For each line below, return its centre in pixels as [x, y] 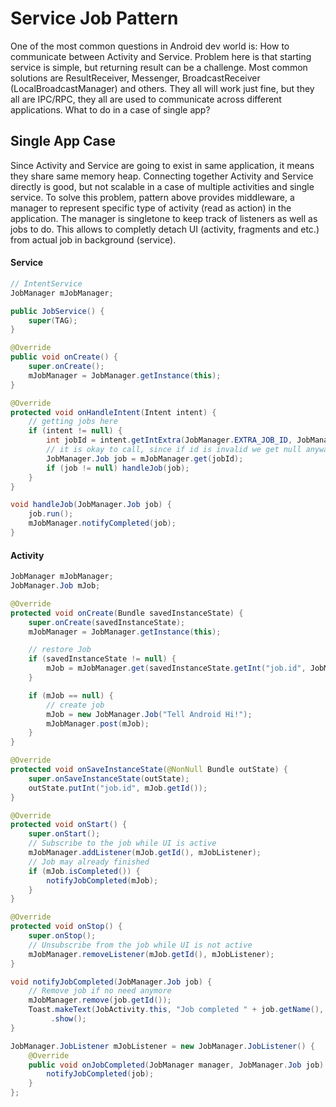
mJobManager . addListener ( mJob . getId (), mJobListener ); [145, 853]
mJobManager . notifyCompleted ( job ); [102, 523]
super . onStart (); [64, 834]
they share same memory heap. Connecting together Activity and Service [162, 176]
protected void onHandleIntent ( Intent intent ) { [113, 412]
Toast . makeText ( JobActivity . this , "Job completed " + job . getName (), [176, 1010]
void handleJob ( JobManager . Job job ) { [91, 505]
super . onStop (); [62, 936]
